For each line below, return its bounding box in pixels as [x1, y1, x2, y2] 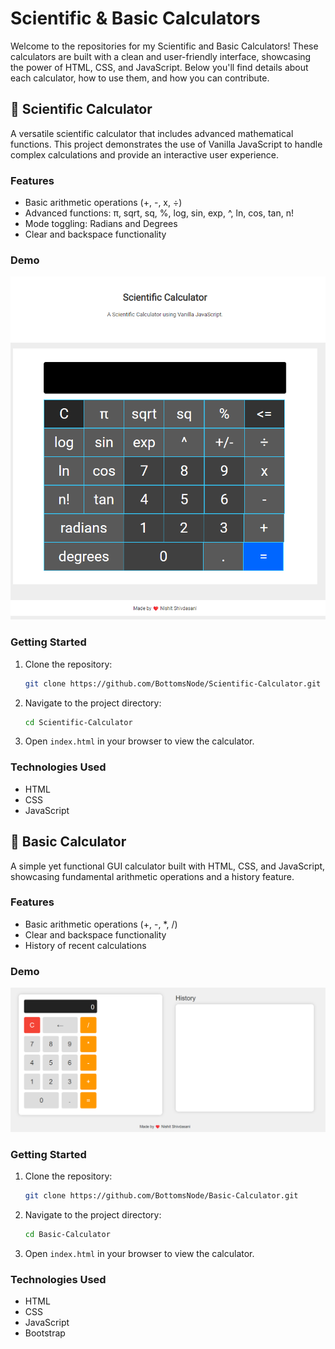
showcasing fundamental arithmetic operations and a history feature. [10, 870, 295, 882]
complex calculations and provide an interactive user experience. [10, 148, 280, 161]
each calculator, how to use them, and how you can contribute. [10, 72, 270, 84]
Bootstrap [24, 1327, 66, 1339]
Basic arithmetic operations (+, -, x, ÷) [24, 197, 183, 209]
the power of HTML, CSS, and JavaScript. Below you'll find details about [10, 61, 309, 73]
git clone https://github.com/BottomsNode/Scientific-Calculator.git [24, 678, 322, 689]
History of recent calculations [24, 939, 147, 951]
